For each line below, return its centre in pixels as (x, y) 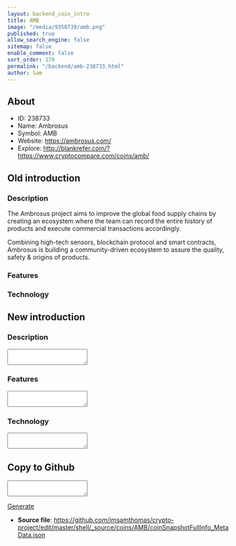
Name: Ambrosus (43, 126)
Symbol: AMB (37, 133)
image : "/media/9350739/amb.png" (56, 27)
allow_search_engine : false (49, 40)
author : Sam (25, 73)
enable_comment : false (41, 54)
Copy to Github (41, 467)
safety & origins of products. (49, 257)
